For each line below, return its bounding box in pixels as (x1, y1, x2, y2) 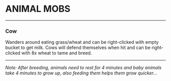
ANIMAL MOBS (5, 3, 71, 15)
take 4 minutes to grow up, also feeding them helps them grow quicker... (5, 70, 157, 76)
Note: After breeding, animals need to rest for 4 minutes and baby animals (5, 65, 162, 71)
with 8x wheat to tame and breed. (21, 50, 92, 56)
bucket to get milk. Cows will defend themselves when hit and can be (5, 44, 151, 51)
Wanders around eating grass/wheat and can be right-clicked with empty (5, 39, 159, 45)
